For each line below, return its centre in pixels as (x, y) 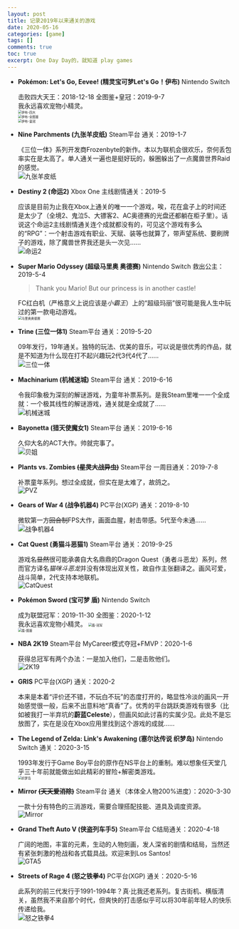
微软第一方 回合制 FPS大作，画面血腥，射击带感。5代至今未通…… (112, 520)
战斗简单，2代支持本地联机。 (60, 577)
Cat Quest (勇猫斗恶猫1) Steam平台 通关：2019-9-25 (95, 544)
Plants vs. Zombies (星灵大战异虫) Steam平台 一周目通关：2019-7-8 (118, 467)
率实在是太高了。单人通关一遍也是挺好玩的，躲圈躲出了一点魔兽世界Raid (124, 158)
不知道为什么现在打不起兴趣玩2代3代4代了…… (91, 355)
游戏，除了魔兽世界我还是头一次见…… (85, 242)
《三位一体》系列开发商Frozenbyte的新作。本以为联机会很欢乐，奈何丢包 (124, 149)
